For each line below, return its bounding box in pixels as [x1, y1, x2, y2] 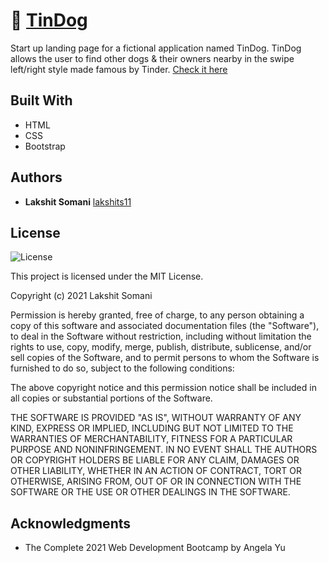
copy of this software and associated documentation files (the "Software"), [10, 320, 320, 332]
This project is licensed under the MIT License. [10, 270, 204, 283]
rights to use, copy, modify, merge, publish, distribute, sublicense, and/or [10, 341, 312, 353]
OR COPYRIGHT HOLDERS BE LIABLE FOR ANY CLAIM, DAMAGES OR [10, 454, 300, 466]
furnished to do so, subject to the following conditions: [10, 362, 235, 374]
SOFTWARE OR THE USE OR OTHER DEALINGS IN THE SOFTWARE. [10, 486, 291, 498]
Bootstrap [24, 140, 66, 152]
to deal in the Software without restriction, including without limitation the [10, 330, 312, 343]
